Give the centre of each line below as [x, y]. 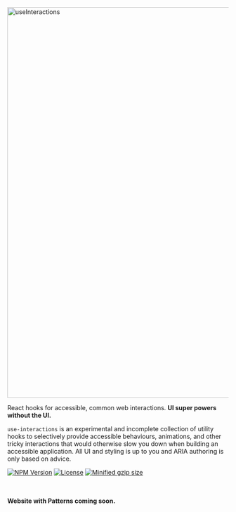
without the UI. [29, 415]
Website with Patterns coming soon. [61, 501]
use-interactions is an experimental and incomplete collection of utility [111, 429]
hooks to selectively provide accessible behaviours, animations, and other [114, 436]
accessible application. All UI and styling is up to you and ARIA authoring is [116, 451]
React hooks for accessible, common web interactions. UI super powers [112, 408]
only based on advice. [39, 459]
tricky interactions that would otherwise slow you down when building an [113, 444]
